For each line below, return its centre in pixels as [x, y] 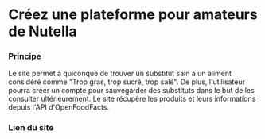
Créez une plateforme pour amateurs [133, 15]
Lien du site [31, 128]
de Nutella [43, 31]
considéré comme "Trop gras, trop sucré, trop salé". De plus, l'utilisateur [127, 82]
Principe [25, 56]
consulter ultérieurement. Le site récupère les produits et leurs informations [132, 99]
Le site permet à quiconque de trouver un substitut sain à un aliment [120, 74]
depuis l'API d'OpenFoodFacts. [59, 107]
